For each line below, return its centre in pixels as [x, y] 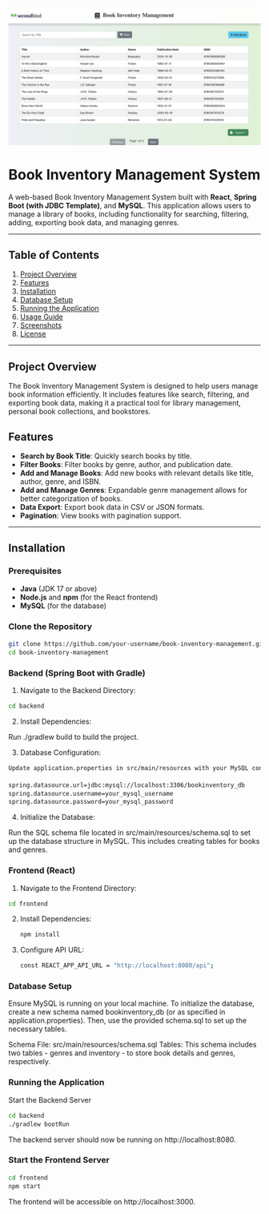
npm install [40, 935]
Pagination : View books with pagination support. [100, 515]
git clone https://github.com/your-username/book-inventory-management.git [137, 643]
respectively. [29, 1062]
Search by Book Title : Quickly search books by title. [106, 456]
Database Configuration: [60, 752]
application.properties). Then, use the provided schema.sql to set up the [127, 1021]
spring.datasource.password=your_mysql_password [91, 802]
